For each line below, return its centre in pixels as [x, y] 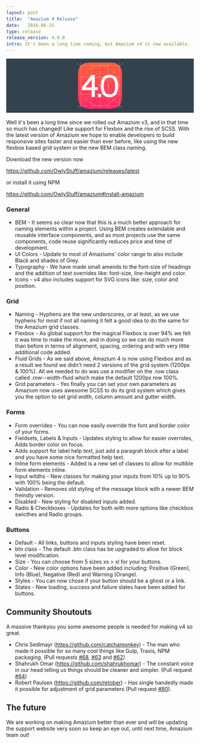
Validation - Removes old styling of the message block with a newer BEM [104, 489]
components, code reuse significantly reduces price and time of [93, 241]
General [18, 209]
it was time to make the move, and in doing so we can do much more [99, 340]
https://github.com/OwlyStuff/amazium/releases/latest [73, 171]
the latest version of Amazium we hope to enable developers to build [90, 135]
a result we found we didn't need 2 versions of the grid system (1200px [102, 365]
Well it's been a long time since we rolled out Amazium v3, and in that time [97, 122]
